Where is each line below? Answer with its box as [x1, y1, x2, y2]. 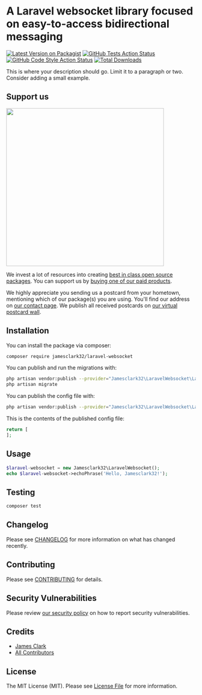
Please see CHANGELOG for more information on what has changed [6, 535, 176, 543]
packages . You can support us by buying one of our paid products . [6, 277, 173, 285]
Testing [6, 487, 35, 497]
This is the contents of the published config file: [6, 415, 124, 423]
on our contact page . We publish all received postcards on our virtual [6, 301, 178, 309]
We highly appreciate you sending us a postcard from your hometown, [6, 289, 181, 296]
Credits [6, 626, 35, 637]
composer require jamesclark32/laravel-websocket [6, 353, 133, 359]
